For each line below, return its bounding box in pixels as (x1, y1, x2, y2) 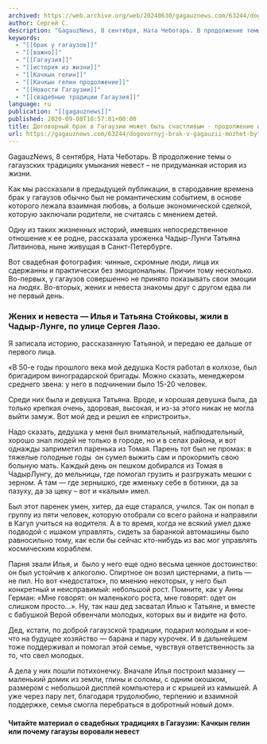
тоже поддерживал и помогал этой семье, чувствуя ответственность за (8, 641, 254, 652)
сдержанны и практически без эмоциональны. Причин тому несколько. (8, 265, 253, 275)
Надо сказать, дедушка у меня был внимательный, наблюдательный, (8, 427, 245, 436)
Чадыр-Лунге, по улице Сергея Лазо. (8, 320, 161, 331)
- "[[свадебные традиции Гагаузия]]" (15, 93, 141, 101)
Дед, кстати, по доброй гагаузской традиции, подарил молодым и (8, 625, 234, 634)
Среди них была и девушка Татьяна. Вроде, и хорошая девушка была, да (8, 394, 257, 404)
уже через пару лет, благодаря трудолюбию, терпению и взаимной (8, 691, 238, 700)
